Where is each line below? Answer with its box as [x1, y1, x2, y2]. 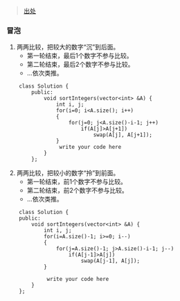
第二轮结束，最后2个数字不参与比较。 [26, 60, 134, 69]
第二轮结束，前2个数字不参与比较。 [26, 186, 129, 195]
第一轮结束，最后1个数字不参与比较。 [26, 51, 133, 60]
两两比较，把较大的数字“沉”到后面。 [16, 43, 120, 51]
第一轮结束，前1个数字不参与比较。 [26, 177, 127, 186]
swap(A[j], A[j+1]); [93, 131, 153, 138]
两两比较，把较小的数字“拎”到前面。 [16, 169, 120, 177]
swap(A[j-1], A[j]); [80, 257, 140, 265]
